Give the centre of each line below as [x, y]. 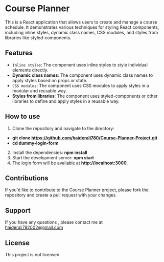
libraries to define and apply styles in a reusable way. [66, 101]
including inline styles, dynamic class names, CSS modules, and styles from [82, 32]
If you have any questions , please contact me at [54, 222]
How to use [23, 117]
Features [19, 53]
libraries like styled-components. [38, 38]
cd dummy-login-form [35, 143]
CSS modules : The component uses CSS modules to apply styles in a [81, 86]
